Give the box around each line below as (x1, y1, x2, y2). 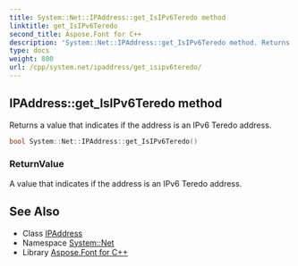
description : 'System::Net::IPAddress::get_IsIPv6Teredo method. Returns (9, 37, 291, 47)
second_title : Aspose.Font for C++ (9, 29, 142, 38)
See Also (9, 204, 60, 220)
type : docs (9, 46, 50, 55)
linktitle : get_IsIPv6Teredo (9, 21, 118, 30)
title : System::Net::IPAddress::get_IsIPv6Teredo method (9, 12, 226, 22)
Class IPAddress (21, 228, 83, 238)
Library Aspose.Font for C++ (21, 246, 128, 257)
